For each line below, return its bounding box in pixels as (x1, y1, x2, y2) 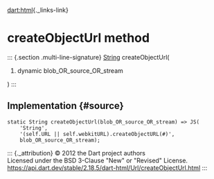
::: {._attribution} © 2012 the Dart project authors (7, 148, 145, 157)
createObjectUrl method (7, 31, 150, 46)
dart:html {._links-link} (7, 6, 69, 14)
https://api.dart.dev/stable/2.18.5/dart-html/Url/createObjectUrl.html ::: (7, 163, 208, 172)
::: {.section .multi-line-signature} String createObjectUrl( (7, 53, 170, 61)
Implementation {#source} (7, 100, 125, 112)
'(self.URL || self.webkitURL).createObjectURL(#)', (19, 130, 175, 137)
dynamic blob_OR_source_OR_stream (17, 66, 123, 75)
